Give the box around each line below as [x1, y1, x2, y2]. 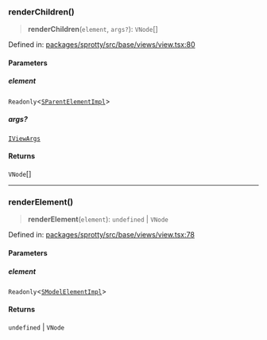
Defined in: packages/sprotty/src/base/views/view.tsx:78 [8, 230, 195, 240]
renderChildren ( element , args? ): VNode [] [27, 25, 159, 34]
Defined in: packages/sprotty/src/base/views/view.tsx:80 [8, 40, 195, 49]
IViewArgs [8, 135, 41, 143]
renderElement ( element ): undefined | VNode [27, 214, 168, 225]
